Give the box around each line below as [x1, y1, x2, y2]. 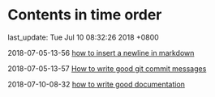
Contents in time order [7, 6, 162, 24]
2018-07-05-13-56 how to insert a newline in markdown [7, 48, 195, 57]
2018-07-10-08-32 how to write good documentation [7, 79, 186, 89]
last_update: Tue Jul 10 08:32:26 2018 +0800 [7, 32, 159, 42]
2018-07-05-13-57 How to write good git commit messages [7, 63, 207, 74]
